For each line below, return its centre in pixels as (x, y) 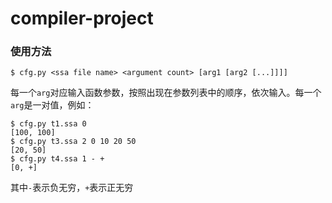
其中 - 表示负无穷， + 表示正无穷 (72, 188)
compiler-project (82, 18)
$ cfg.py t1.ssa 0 (48, 124)
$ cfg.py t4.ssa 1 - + (57, 159)
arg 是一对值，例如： (52, 105)
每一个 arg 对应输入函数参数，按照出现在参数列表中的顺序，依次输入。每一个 (166, 93)
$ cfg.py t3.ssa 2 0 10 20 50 (73, 142)
